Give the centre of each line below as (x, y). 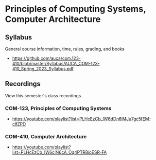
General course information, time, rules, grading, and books (65, 49)
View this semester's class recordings (43, 95)
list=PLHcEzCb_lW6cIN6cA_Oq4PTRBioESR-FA (59, 152)
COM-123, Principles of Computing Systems (58, 108)
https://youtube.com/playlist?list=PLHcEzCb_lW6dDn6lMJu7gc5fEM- (82, 119)
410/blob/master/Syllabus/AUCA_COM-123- (56, 63)
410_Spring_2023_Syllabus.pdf (43, 69)
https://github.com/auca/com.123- (46, 58)
